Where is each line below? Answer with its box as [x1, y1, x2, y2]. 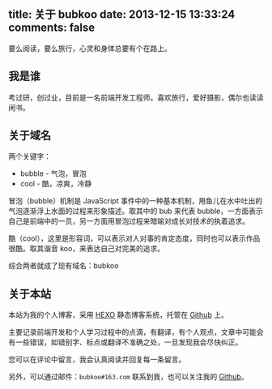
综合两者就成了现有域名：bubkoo [8, 261, 119, 271]
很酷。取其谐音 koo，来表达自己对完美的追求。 [8, 244, 165, 254]
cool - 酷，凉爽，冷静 [19, 179, 92, 189]
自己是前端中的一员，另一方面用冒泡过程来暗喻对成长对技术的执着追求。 [8, 216, 249, 226]
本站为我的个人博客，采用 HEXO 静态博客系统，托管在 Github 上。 [8, 310, 228, 320]
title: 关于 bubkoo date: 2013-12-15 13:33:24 [8, 7, 236, 22]
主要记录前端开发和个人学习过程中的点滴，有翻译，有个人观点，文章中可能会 [8, 327, 264, 337]
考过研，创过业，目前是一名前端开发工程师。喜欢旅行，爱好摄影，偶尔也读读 [8, 92, 264, 102]
